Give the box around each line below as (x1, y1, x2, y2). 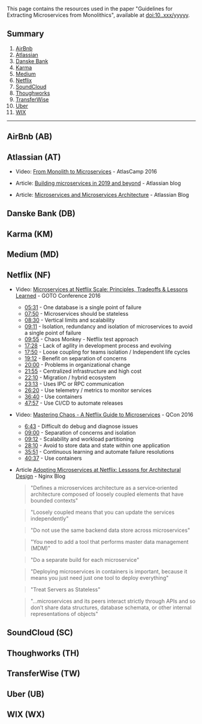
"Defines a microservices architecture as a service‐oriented (30, 484, 178, 491)
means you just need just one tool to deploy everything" (30, 575, 169, 581)
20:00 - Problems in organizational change (24, 361, 131, 368)
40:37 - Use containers (24, 454, 82, 462)
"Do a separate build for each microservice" (30, 557, 140, 563)
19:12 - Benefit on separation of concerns (24, 355, 127, 362)
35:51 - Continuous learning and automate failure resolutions (24, 448, 174, 455)
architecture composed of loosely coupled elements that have (30, 490, 184, 498)
